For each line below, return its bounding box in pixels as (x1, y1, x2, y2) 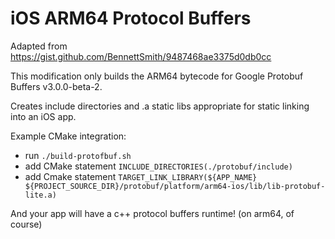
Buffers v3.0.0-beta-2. (10, 80, 103, 92)
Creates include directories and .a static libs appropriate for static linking (10, 100, 310, 112)
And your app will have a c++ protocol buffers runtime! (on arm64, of (10, 207, 295, 219)
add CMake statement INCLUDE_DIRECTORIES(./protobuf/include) (24, 160, 293, 172)
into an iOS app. (10, 110, 77, 122)
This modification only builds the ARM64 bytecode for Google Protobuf (10, 70, 304, 82)
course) (10, 218, 43, 230)
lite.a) (24, 190, 57, 200)
